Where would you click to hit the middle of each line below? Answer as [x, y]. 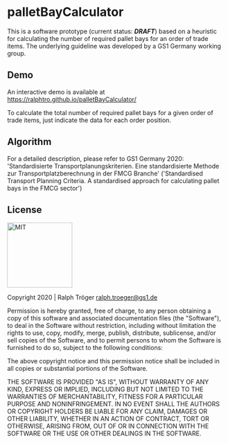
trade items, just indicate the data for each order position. [89, 120]
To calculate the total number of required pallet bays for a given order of [110, 112]
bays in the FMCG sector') [45, 188]
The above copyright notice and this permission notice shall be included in [113, 361]
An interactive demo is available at [56, 92]
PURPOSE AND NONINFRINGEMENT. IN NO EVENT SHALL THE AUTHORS [114, 404]
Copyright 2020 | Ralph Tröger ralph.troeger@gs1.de [82, 297]
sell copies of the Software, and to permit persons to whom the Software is [114, 340]
